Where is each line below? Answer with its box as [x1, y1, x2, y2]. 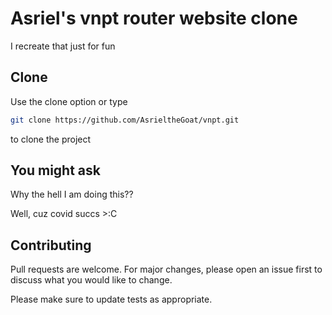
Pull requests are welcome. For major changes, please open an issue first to [10, 263, 323, 276]
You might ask [10, 162, 101, 179]
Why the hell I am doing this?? [10, 188, 134, 201]
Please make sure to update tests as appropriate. [10, 293, 213, 306]
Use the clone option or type [10, 95, 128, 107]
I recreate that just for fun [10, 40, 116, 52]
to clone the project [10, 133, 92, 145]
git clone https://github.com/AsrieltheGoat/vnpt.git [10, 115, 240, 125]
